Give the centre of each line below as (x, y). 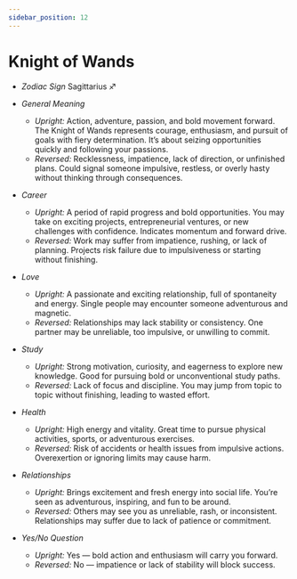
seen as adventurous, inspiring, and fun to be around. (133, 502)
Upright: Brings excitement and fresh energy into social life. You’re (156, 492)
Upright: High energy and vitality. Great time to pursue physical (150, 429)
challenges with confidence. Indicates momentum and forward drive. (161, 231)
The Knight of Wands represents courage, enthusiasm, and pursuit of (161, 130)
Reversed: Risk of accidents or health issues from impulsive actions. (159, 448)
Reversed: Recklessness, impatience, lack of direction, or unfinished (160, 159)
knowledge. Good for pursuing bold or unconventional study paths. (157, 376)
